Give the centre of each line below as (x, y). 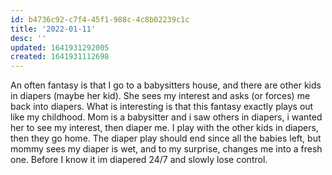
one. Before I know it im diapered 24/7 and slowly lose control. (139, 160)
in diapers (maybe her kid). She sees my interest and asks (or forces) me (160, 96)
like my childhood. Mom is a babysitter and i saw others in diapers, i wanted (166, 117)
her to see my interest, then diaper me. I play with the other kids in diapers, (164, 128)
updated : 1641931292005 (60, 47)
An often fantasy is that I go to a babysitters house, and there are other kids (166, 85)
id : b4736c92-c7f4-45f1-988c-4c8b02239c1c (100, 19)
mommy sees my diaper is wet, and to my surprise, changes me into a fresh (166, 149)
